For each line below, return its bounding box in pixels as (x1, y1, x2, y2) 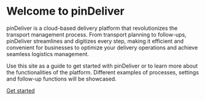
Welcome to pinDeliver (6, 4, 125, 18)
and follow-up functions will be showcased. (6, 75, 117, 82)
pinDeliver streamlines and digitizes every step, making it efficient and (6, 37, 184, 45)
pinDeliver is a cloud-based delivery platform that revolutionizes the (6, 24, 178, 32)
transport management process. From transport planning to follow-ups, (6, 30, 187, 38)
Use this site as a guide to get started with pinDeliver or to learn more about (6, 62, 198, 70)
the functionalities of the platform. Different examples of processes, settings (6, 68, 199, 76)
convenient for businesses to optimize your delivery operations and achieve (6, 44, 198, 51)
